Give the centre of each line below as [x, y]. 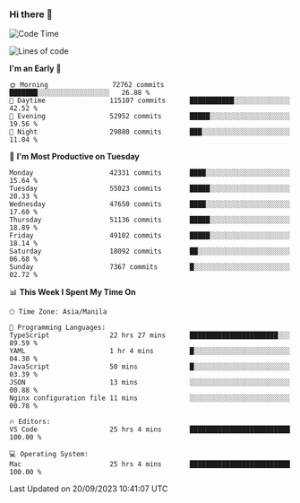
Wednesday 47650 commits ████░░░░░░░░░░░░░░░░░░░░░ [150, 204]
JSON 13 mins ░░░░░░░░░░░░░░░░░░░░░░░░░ [150, 383]
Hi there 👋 [31, 14]
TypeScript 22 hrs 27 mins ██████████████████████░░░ [150, 335]
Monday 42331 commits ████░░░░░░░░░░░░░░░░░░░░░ [150, 173]
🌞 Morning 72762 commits [87, 85]
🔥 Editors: [30, 422]
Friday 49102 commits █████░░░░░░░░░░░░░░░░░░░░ [150, 236]
